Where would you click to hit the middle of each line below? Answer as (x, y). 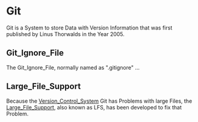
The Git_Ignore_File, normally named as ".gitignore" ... (73, 67)
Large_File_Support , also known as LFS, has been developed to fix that (94, 107)
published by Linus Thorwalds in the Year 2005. (66, 34)
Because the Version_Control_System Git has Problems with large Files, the (99, 101)
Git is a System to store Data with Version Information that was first (89, 28)
